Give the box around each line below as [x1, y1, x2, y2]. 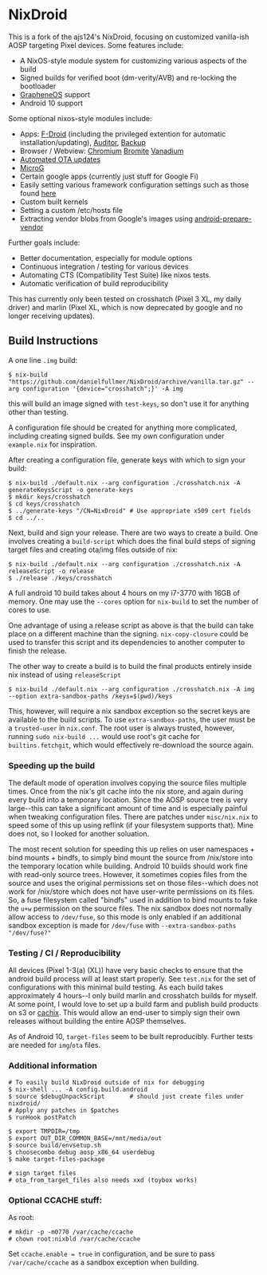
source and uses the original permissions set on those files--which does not [8, 879, 259, 888]
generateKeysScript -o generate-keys [8, 486, 134, 494]
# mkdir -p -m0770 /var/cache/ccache [8, 1228, 134, 1236]
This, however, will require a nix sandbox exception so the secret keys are [8, 706, 251, 715]
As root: [8, 1212, 34, 1222]
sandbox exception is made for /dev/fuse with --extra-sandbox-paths [8, 921, 237, 931]
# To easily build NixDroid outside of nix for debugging [8, 1078, 205, 1086]
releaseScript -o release [8, 567, 94, 575]
